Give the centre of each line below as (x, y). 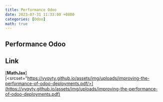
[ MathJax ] (16, 73)
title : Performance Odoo (31, 10)
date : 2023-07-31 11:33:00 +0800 (40, 14)
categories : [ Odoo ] (25, 19)
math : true (16, 24)
